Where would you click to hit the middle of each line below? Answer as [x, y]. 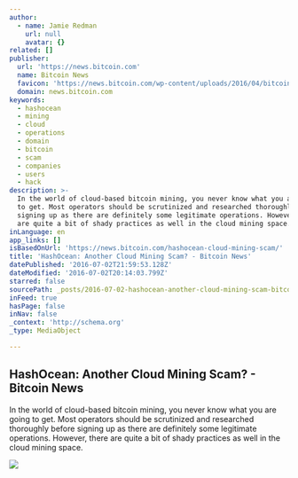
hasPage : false [37, 306]
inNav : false [33, 314]
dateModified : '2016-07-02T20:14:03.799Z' [89, 273]
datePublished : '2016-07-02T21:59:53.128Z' [91, 265]
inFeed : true [33, 298]
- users [31, 174]
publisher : [29, 59]
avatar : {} [45, 42]
